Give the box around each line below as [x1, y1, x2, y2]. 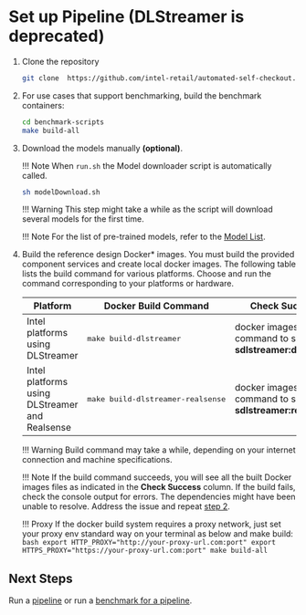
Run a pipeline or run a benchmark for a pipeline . [8, 595, 193, 606]
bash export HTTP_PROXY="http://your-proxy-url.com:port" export [21, 538, 276, 547]
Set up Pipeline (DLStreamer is [8, 6, 245, 27]
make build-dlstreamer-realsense [87, 394, 227, 403]
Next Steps [8, 570, 73, 586]
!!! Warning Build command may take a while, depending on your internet [21, 444, 296, 455]
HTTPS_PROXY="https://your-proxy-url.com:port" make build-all [21, 546, 269, 556]
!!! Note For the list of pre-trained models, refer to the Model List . [21, 231, 266, 243]
